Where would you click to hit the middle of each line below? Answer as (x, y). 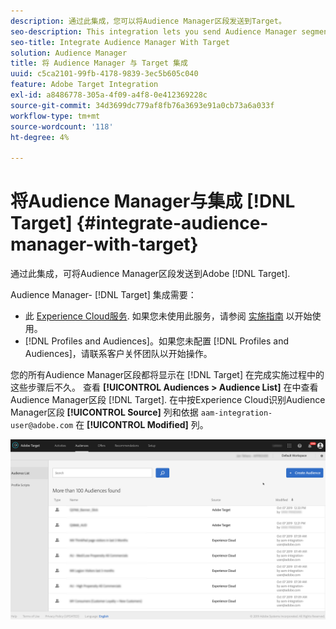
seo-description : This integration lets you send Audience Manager (154, 31)
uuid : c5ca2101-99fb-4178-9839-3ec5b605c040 (104, 74)
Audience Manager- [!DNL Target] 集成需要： (103, 295)
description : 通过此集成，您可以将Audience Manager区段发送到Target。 (148, 21)
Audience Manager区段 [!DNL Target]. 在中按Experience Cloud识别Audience (168, 400)
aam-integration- (236, 413)
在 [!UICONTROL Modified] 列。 (142, 425)
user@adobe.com (42, 426)
